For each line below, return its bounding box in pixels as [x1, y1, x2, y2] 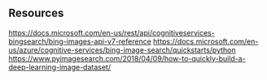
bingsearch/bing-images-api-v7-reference [8, 36, 152, 46]
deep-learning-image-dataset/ [8, 62, 112, 72]
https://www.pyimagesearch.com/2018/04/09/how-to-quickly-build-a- [8, 53, 246, 63]
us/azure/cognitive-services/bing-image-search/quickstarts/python [8, 44, 236, 55]
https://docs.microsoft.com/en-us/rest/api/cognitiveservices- [8, 27, 216, 37]
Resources [8, 6, 64, 20]
